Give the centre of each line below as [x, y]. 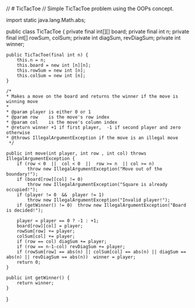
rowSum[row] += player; [46, 231]
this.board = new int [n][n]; [54, 65]
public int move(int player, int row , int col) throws [76, 153]
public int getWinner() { [38, 278]
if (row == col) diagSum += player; [62, 242]
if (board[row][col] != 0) [50, 179]
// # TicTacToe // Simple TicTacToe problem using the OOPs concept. [90, 9]
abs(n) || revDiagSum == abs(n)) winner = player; [71, 257]
